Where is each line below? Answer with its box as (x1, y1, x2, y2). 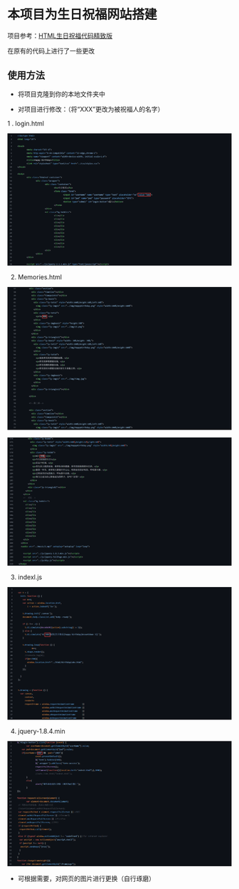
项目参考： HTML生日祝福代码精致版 (7, 31, 113, 40)
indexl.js (17, 573, 43, 581)
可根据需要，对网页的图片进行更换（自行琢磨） (17, 874, 155, 883)
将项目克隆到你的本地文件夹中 (17, 90, 105, 98)
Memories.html (17, 272, 63, 281)
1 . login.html (7, 119, 45, 128)
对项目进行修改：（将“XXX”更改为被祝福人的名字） (17, 105, 164, 113)
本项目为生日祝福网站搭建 (7, 6, 158, 23)
